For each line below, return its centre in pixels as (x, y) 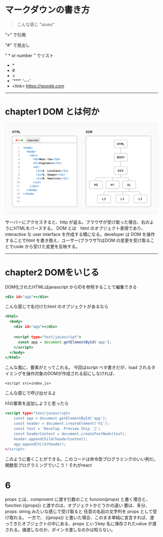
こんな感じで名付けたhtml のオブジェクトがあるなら (57, 307)
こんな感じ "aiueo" (36, 24)
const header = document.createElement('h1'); (62, 424)
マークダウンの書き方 (47, 10)
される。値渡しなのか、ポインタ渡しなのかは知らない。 (60, 530)
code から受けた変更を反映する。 (47, 246)
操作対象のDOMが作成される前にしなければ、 (72, 374)
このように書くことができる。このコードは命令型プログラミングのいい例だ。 (81, 459)
